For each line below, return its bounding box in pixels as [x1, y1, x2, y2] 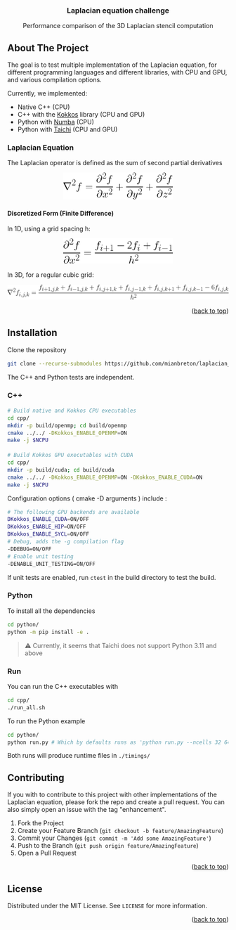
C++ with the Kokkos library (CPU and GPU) [17, 110, 145, 119]
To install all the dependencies [7, 607, 96, 615]
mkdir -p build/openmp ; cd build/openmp [7, 422, 128, 429]
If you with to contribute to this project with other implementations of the [7, 790, 218, 799]
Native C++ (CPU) [17, 103, 70, 111]
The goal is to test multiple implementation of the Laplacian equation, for [7, 60, 217, 69]
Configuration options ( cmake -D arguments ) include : [7, 494, 167, 503]
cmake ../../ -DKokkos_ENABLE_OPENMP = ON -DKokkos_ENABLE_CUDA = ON [7, 474, 202, 481]
